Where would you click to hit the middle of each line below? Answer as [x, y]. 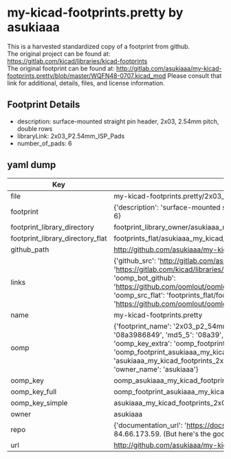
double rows [35, 128]
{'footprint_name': [142, 326]
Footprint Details [44, 105]
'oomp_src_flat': [139, 295]
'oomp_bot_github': [144, 278]
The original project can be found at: [59, 54]
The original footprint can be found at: [61, 68]
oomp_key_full [34, 391]
